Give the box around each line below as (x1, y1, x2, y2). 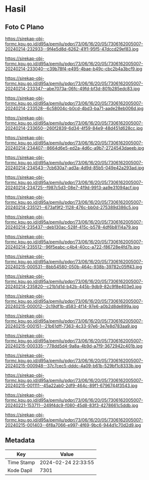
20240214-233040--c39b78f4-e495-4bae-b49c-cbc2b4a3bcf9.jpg (5, 66, 142, 72)
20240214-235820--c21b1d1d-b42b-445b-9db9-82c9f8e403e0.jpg (5, 284, 142, 289)
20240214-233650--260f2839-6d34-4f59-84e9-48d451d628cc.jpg (5, 125, 143, 131)
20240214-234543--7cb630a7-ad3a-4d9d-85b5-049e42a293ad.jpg (5, 165, 144, 171)
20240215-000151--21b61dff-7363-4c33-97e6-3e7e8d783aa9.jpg (5, 323, 137, 329)
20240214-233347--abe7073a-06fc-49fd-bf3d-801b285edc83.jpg (5, 86, 140, 91)
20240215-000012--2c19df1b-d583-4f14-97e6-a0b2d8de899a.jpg (5, 304, 139, 309)
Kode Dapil (7, 467, 33, 474)
